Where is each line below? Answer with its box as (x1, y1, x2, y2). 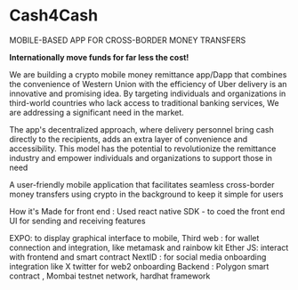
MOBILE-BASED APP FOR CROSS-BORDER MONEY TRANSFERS (9, 35, 246, 45)
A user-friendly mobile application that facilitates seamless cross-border (9, 179, 275, 189)
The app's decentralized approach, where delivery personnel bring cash (9, 124, 274, 134)
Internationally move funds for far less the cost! (9, 52, 189, 62)
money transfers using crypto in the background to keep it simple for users (9, 189, 284, 199)
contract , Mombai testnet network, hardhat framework (9, 270, 211, 281)
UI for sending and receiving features (9, 215, 146, 226)
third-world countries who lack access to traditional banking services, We (9, 97, 279, 108)
